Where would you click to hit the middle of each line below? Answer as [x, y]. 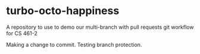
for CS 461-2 [22, 33]
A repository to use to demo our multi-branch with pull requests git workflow [100, 27]
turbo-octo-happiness [63, 11]
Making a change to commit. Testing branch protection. [74, 45]
